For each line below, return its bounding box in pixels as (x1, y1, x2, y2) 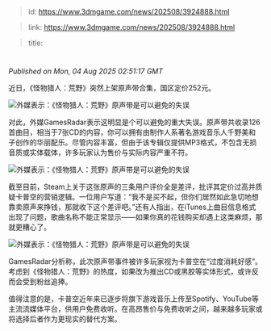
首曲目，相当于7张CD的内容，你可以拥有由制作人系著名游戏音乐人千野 (8, 128, 242, 137)
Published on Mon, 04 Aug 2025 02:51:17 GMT (8, 66, 164, 76)
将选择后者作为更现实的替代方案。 (8, 314, 122, 324)
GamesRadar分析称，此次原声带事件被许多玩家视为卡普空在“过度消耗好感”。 (8, 257, 262, 266)
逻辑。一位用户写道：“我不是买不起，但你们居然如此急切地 (57, 192, 252, 202)
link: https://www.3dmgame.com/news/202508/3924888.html (27, 23, 236, 31)
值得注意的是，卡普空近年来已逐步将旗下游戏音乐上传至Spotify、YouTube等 (8, 294, 260, 304)
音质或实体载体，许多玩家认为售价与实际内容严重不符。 (8, 148, 192, 157)
